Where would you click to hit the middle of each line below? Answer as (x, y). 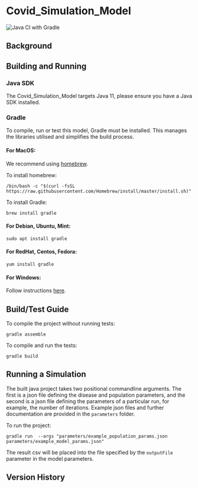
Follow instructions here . (36, 291)
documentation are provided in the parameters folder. (71, 414)
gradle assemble (26, 334)
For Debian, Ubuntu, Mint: (38, 226)
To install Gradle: (27, 202)
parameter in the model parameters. (50, 458)
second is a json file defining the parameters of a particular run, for (88, 401)
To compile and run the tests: (42, 345)
